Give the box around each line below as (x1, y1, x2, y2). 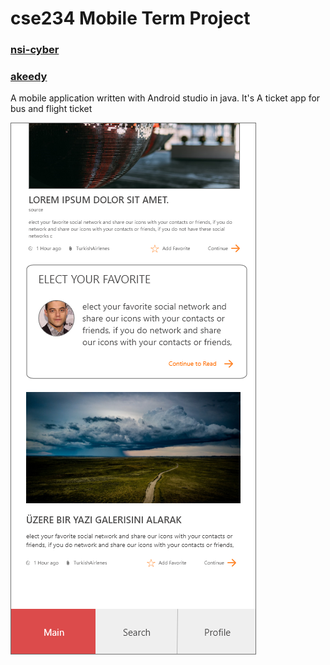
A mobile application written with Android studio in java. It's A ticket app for (10, 92, 321, 104)
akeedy (10, 70, 48, 84)
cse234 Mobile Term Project (10, 7, 251, 30)
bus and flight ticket (10, 103, 93, 115)
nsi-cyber (10, 43, 60, 57)
